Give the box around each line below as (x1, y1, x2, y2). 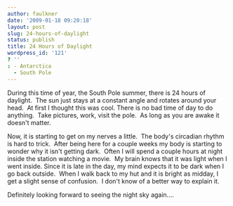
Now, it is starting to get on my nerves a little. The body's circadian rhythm (7, 131, 225, 141)
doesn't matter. (7, 118, 51, 127)
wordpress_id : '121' (7, 50, 68, 57)
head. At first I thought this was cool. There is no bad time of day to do (7, 103, 213, 112)
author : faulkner (7, 10, 58, 18)
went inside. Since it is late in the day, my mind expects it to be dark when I (7, 162, 225, 170)
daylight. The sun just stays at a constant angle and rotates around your (7, 96, 217, 104)
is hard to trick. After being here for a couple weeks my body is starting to (7, 139, 222, 148)
